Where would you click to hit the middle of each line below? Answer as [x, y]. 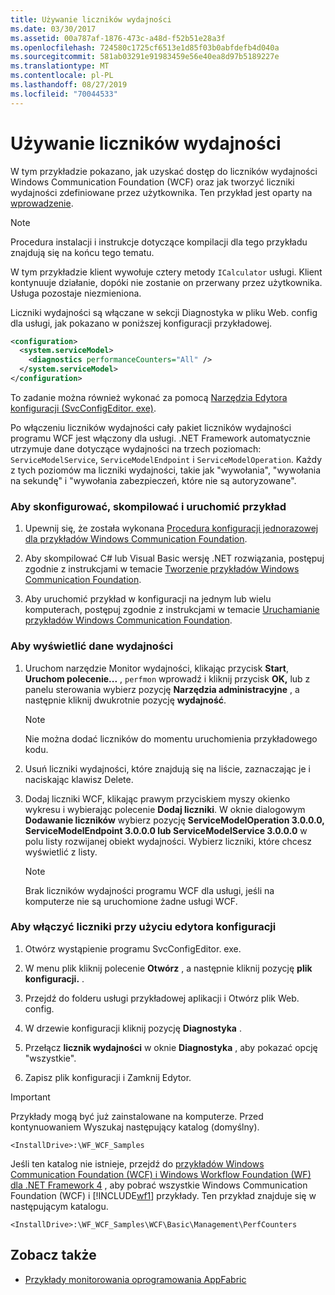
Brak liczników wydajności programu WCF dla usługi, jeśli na [149, 890]
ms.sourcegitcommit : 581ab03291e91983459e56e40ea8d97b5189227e [145, 57]
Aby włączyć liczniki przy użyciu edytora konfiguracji [143, 927]
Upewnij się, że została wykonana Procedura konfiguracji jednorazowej [171, 528]
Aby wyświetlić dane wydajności [92, 646]
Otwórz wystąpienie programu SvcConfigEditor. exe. [133, 948]
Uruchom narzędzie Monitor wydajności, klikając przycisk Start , [156, 668]
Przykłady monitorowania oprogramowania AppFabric [135, 1279]
